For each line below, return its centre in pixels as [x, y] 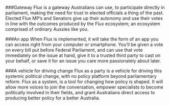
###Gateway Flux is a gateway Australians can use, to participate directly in [85, 7]
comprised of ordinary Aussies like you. [47, 29]
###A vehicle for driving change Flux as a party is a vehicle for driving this [84, 71]
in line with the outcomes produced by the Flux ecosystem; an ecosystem [83, 24]
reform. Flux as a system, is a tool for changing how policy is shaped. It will [84, 82]
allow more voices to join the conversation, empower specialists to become [84, 87]
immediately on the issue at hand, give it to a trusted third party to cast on [83, 55]
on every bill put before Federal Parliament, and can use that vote [74, 50]
